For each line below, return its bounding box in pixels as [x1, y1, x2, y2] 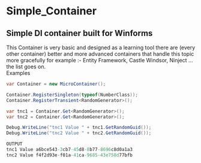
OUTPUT [6, 141, 23, 147]
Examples [6, 70, 31, 76]
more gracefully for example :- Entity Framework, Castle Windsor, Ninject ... [6, 57, 193, 64]
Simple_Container [6, 4, 97, 18]
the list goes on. [6, 63, 46, 70]
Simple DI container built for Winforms [6, 28, 153, 38]
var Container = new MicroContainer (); [6, 81, 106, 87]
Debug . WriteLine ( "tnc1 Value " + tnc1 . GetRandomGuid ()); [6, 125, 152, 131]
